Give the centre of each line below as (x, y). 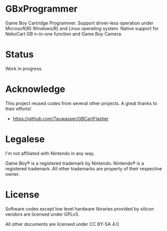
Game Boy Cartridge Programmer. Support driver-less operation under (79, 23)
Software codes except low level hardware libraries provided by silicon (80, 209)
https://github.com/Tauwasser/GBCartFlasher (61, 118)
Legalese (25, 139)
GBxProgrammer (41, 9)
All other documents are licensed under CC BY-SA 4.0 (62, 224)
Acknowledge (35, 89)
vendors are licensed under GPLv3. (42, 214)
